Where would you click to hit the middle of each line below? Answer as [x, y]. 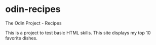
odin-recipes [33, 9]
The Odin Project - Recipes [33, 23]
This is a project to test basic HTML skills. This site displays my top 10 [78, 32]
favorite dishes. [22, 38]
